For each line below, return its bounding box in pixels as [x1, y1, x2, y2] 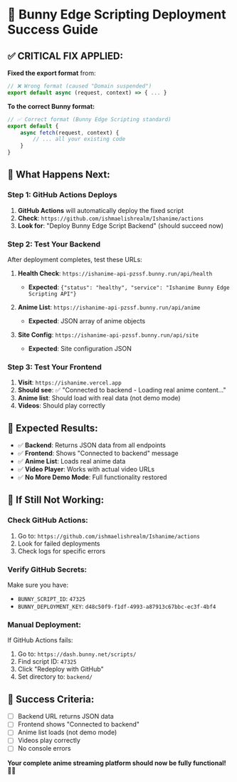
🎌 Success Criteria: [7, 693, 95, 705]
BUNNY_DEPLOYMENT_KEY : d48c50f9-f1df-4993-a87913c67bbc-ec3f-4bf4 [17, 602, 216, 611]
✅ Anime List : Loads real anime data [17, 457, 126, 466]
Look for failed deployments [17, 539, 100, 548]
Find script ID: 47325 [17, 657, 77, 666]
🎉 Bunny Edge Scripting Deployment [7, 6, 226, 23]
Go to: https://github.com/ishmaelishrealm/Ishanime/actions [17, 531, 201, 540]
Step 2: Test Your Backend [7, 239, 101, 249]
